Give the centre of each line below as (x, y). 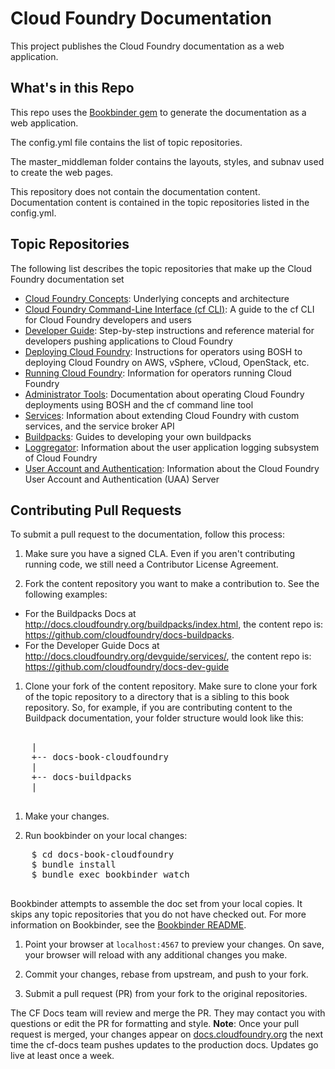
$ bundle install (74, 865)
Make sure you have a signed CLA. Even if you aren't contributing (160, 554)
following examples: (66, 594)
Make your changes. (67, 816)
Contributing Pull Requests (96, 510)
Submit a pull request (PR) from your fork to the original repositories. (166, 994)
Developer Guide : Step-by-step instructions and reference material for (169, 330)
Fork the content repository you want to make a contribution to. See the (172, 584)
